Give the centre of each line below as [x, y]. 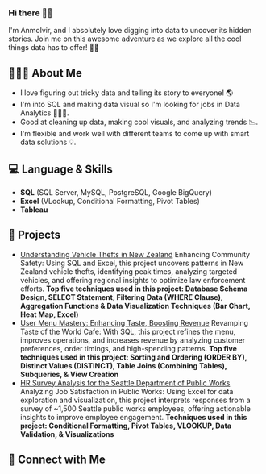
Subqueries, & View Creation [69, 374]
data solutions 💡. [48, 142]
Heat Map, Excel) [49, 314]
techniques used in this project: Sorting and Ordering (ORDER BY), [133, 357]
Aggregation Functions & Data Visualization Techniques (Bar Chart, [135, 306]
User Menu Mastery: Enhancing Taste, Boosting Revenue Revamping [134, 322]
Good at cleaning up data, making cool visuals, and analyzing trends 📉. [139, 122]
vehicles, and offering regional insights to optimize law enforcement [133, 280]
